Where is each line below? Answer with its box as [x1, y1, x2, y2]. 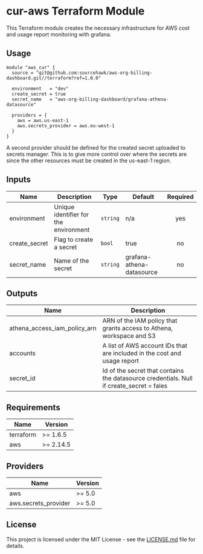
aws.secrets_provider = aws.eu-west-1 [17, 122, 115, 128]
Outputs [6, 288, 38, 298]
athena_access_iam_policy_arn [9, 324, 97, 333]
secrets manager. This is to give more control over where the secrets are [6, 150, 187, 158]
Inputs [6, 175, 31, 185]
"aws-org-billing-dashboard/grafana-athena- [54, 96, 169, 102]
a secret [54, 242, 77, 251]
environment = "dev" [11, 85, 69, 92]
